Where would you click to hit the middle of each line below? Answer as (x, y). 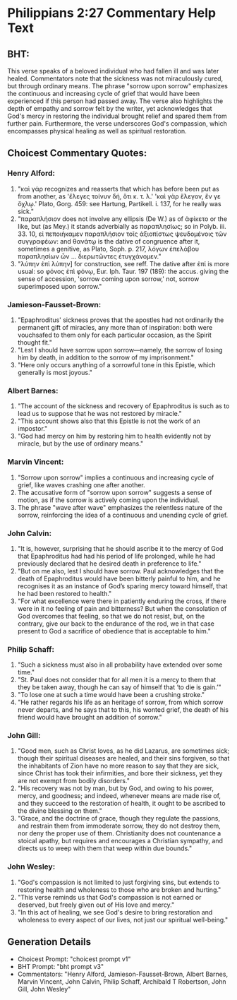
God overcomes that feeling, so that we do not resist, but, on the (111, 616)
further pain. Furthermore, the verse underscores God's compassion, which (117, 124)
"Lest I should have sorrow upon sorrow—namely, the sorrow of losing (120, 350)
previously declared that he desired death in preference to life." (109, 564)
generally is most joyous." (55, 372)
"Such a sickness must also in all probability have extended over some (120, 665)
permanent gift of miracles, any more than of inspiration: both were (115, 327)
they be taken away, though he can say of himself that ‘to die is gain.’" (119, 687)
